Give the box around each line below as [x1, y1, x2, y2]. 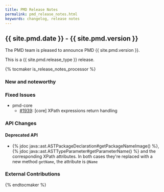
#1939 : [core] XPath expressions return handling [19, 108, 117, 114]
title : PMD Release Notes [5, 7, 58, 12]
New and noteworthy [5, 79, 56, 85]
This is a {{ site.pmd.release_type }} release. [5, 57, 94, 63]
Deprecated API [5, 132, 38, 138]
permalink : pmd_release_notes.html [5, 12, 78, 17]
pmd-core [12, 103, 33, 108]
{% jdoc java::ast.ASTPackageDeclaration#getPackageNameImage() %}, [12, 143, 160, 149]
